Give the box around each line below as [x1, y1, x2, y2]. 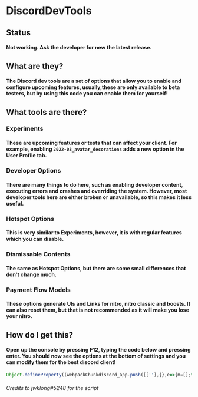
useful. [6, 200, 24, 207]
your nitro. [6, 313, 32, 320]
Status [6, 28, 31, 38]
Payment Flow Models [6, 286, 71, 294]
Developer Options [6, 166, 61, 174]
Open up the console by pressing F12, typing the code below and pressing [6, 346, 191, 353]
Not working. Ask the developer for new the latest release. [6, 44, 152, 51]
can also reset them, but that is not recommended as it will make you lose [6, 306, 190, 313]
